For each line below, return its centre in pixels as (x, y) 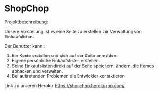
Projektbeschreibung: (26, 22)
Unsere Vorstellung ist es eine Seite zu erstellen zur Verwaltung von (73, 31)
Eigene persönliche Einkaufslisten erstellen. (56, 60)
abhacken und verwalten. (37, 71)
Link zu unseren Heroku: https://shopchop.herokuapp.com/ (65, 85)
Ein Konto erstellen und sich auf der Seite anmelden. (65, 55)
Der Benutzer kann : (25, 46)
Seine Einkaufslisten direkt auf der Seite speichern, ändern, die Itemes (83, 66)
